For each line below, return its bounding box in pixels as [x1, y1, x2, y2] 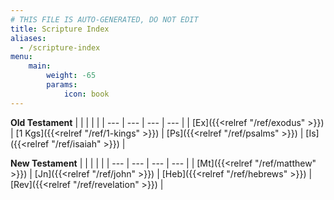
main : [28, 61, 52, 71]
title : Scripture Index [10, 24, 110, 34]
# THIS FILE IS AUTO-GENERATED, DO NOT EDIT [10, 14, 199, 25]
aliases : [10, 33, 47, 43]
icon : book [63, 89, 110, 99]
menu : [10, 52, 33, 62]
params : [46, 80, 78, 90]
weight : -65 [46, 71, 97, 81]
